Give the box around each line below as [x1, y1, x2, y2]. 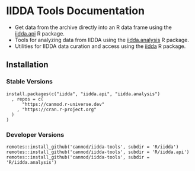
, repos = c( [11, 96, 44, 102]
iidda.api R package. [14, 30, 65, 37]
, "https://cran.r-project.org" [17, 107, 97, 112]
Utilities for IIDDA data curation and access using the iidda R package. [14, 43, 186, 50]
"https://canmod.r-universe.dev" [21, 101, 105, 107]
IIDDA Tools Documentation [6, 4, 145, 18]
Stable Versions [6, 78, 53, 86]
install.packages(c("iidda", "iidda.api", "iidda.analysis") [6, 91, 161, 97]
